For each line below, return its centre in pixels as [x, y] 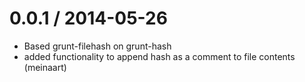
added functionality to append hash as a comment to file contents [159, 56]
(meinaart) [45, 67]
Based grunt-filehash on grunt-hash [97, 46]
